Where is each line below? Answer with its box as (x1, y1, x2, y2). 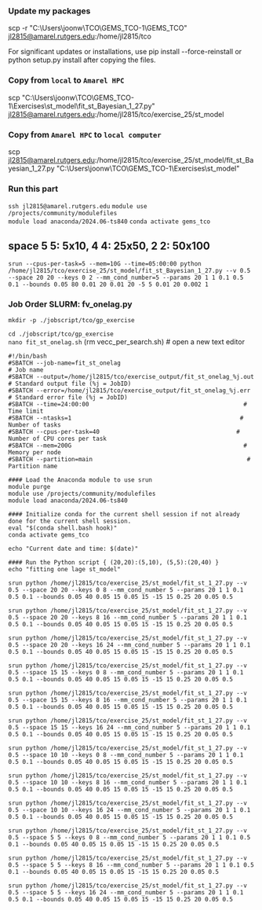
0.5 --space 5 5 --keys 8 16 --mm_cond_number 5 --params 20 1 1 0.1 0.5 (8, 861, 255, 869)
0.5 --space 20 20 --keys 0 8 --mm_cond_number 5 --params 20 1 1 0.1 (8, 586, 244, 594)
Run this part (8, 183, 59, 194)
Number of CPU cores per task (8, 435, 107, 443)
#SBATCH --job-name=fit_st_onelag (8, 359, 122, 367)
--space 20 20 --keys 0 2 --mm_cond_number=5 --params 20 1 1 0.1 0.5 (8, 273, 244, 281)
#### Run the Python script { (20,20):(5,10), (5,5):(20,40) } (8, 559, 220, 567)
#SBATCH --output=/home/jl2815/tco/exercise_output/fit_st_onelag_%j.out (8, 373, 255, 381)
